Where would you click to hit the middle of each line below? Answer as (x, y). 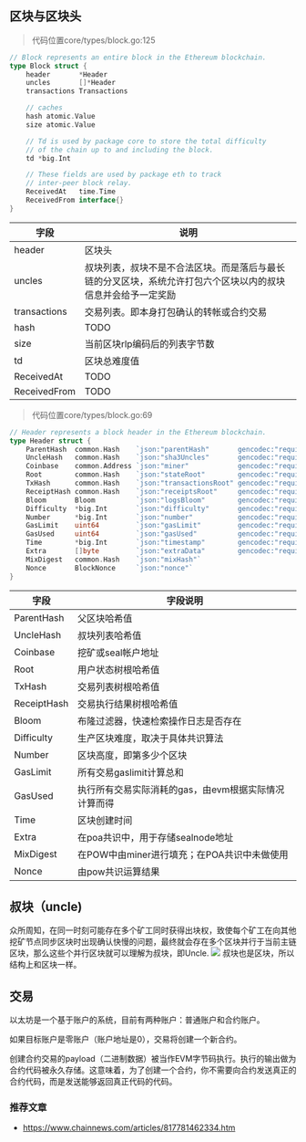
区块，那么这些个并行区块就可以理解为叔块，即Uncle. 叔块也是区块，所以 (152, 953)
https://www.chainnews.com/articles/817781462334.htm (129, 1128)
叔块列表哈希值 (109, 635)
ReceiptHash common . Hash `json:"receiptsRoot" (122, 491)
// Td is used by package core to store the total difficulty (146, 141)
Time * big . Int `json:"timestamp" (116, 543)
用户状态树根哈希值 (118, 669)
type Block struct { (49, 66)
